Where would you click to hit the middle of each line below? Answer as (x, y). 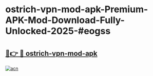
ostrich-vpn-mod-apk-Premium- (77, 9)
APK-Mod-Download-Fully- (65, 20)
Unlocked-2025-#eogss (58, 31)
